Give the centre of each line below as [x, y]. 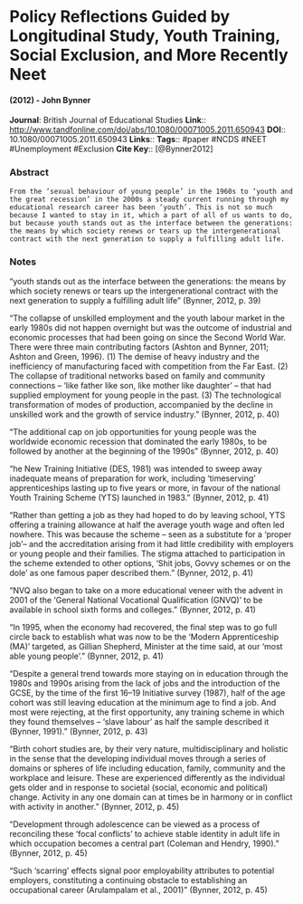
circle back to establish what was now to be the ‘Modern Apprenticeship [144, 637]
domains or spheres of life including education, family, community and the [147, 768]
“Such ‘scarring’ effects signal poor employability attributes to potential [142, 870]
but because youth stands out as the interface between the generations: [151, 223]
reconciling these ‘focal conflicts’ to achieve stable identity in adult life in [145, 833]
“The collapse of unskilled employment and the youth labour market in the [147, 318]
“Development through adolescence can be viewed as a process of [135, 824]
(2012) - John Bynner [50, 100]
